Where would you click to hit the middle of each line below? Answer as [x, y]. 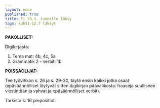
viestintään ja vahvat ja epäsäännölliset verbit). [53, 91]
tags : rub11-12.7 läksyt [31, 23]
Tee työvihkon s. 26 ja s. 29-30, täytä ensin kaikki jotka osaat [67, 81]
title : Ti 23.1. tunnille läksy [38, 19]
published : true [22, 14]
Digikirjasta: [17, 47]
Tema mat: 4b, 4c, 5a [34, 56]
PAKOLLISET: [19, 37]
